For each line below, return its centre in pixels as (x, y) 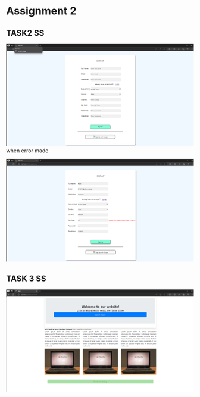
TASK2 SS (25, 33)
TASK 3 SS (26, 278)
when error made (27, 151)
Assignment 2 (41, 11)
